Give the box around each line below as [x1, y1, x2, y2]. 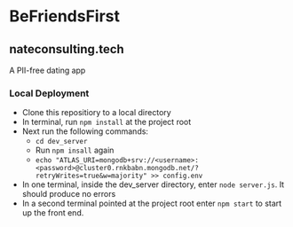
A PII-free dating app [9, 65, 86, 75]
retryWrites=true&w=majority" [35, 171, 148, 181]
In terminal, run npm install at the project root [21, 117, 192, 128]
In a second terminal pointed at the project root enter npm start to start [21, 198, 282, 209]
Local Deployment [9, 87, 90, 99]
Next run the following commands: [21, 126, 149, 137]
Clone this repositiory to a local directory [21, 107, 171, 118]
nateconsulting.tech [9, 42, 124, 57]
